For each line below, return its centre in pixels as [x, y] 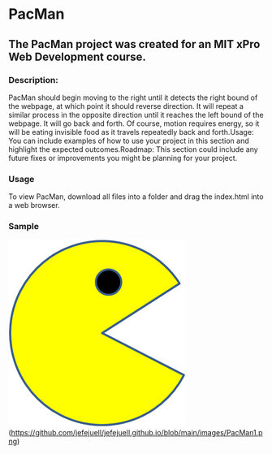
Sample [24, 227]
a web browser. [34, 205]
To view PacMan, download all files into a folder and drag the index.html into [136, 197]
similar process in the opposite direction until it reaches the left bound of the [136, 115]
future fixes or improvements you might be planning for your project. [123, 158]
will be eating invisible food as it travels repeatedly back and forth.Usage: [131, 132]
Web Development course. [77, 56]
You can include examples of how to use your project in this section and [129, 141]
